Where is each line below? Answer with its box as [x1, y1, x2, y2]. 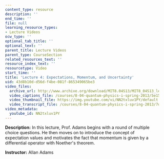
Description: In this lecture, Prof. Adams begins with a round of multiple [5, 124, 150, 130]
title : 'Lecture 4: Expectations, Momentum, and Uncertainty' [5, 75, 134, 80]
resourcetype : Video [5, 66, 47, 71]
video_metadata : [5, 106, 38, 112]
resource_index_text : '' [5, 61, 56, 66]
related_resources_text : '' [5, 57, 62, 62]
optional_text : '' [5, 43, 42, 48]
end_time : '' [5, 16, 32, 21]
